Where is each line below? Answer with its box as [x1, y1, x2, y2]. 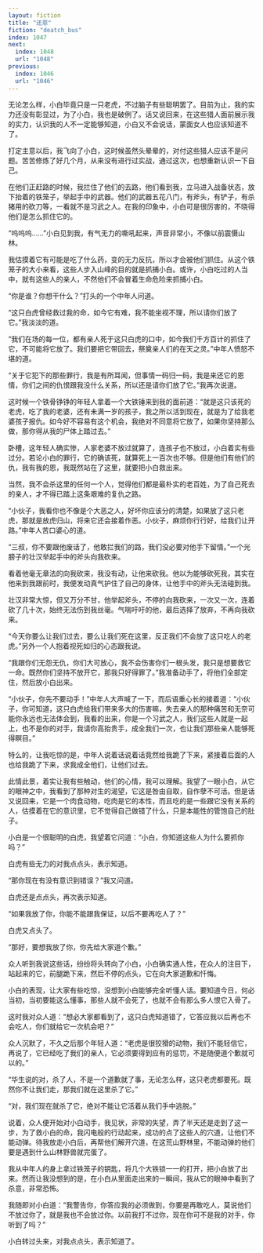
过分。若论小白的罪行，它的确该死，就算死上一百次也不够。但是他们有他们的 [8, 453, 255, 462]
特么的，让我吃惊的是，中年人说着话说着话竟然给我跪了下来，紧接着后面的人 [8, 750, 255, 759]
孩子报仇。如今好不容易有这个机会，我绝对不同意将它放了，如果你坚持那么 [14, 417, 255, 426]
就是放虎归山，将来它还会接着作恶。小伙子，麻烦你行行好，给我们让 [28, 515, 248, 525]
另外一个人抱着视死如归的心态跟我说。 [21, 641, 146, 650]
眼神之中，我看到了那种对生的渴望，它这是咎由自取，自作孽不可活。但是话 [14, 786, 255, 796]
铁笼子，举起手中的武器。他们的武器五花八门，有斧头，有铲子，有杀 [34, 191, 255, 201]
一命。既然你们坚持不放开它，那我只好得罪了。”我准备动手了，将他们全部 [8, 668, 241, 677]
